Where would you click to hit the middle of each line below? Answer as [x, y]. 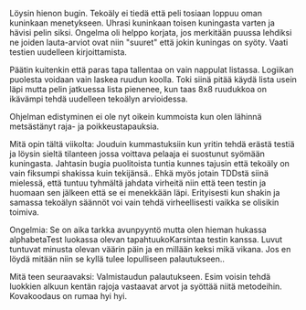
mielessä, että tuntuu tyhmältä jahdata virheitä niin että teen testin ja [138, 183]
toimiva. [24, 212]
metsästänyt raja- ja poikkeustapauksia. [84, 126]
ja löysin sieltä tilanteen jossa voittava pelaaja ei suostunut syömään [137, 154]
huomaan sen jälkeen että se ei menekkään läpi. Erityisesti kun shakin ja [145, 192]
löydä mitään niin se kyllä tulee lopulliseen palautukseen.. [117, 259]
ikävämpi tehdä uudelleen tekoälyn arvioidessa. [99, 99]
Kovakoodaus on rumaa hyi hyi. [69, 296]
